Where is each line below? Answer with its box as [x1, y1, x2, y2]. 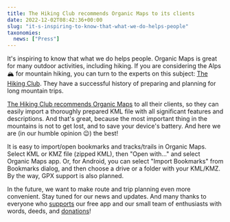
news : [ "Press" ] [13, 36, 60, 43]
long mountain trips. [7, 87, 64, 95]
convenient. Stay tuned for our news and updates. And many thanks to [7, 192, 207, 201]
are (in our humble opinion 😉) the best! [7, 129, 119, 137]
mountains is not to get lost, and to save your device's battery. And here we [7, 122, 221, 131]
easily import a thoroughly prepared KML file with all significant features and [7, 107, 224, 115]
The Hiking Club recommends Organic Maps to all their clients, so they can [7, 100, 219, 109]
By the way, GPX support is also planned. [7, 172, 124, 180]
